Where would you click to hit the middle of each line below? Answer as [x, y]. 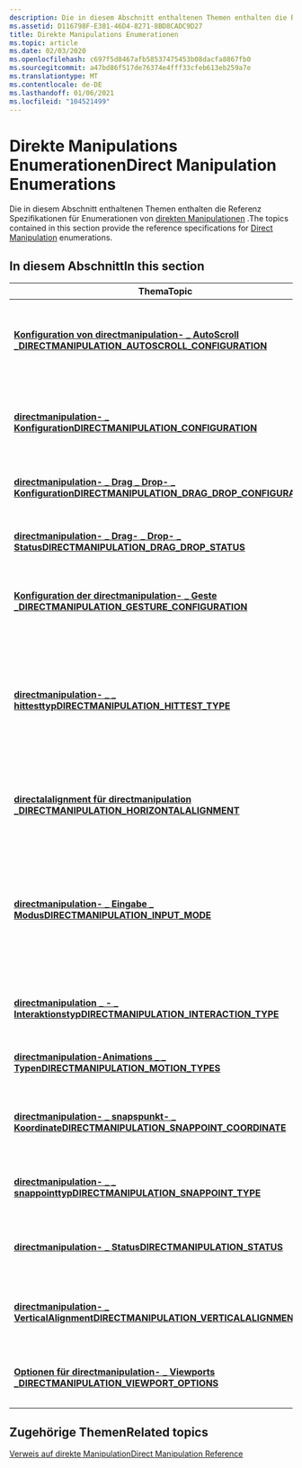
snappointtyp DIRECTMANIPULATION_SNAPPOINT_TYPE [138, 1193]
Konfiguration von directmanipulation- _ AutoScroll [127, 335]
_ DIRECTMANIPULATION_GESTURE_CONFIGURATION [131, 607]
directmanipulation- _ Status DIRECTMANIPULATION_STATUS [148, 1247]
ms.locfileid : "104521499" [60, 101]
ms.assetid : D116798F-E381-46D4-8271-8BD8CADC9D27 [106, 26]
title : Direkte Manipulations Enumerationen [94, 34]
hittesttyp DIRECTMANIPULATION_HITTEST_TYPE [122, 706]
